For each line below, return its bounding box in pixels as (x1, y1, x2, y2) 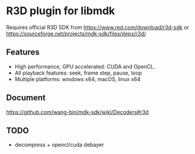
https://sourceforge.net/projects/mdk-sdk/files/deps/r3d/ (6, 30, 146, 37)
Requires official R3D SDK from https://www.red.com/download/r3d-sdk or (6, 24, 190, 31)
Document (6, 93, 46, 103)
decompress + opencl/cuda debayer (14, 141, 104, 149)
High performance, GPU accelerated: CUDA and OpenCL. (14, 63, 155, 70)
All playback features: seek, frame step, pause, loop (14, 69, 142, 76)
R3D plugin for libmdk (6, 4, 116, 18)
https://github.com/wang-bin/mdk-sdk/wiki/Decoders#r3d (6, 108, 149, 115)
